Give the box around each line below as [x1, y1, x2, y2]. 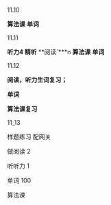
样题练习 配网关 [7, 133, 51, 141]
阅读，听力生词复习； [7, 75, 67, 84]
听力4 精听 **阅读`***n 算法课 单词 [7, 48, 105, 56]
